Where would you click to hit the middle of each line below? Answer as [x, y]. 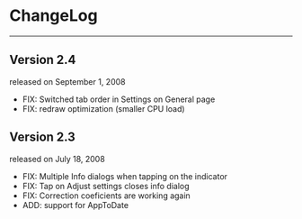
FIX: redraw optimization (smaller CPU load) [104, 108]
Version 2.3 [43, 137]
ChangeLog [53, 16]
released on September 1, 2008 [67, 81]
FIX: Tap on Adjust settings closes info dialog [106, 186]
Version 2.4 [43, 60]
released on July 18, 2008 [57, 159]
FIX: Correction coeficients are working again [106, 196]
